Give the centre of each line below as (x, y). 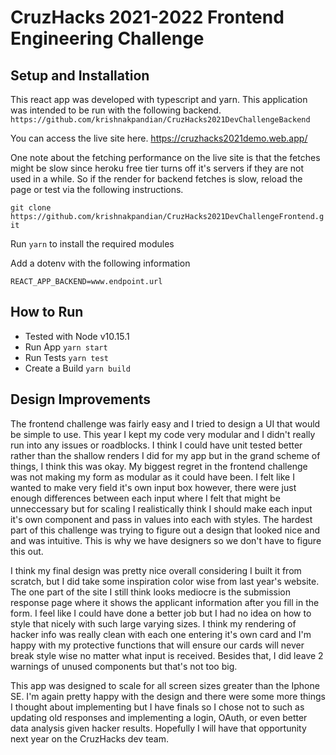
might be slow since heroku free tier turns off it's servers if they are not (157, 168)
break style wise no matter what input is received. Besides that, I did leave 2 (167, 655)
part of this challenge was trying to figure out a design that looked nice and (165, 530)
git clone (31, 208)
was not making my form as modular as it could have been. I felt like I (152, 477)
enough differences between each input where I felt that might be (145, 498)
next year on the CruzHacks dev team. (90, 738)
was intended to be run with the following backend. (116, 110)
